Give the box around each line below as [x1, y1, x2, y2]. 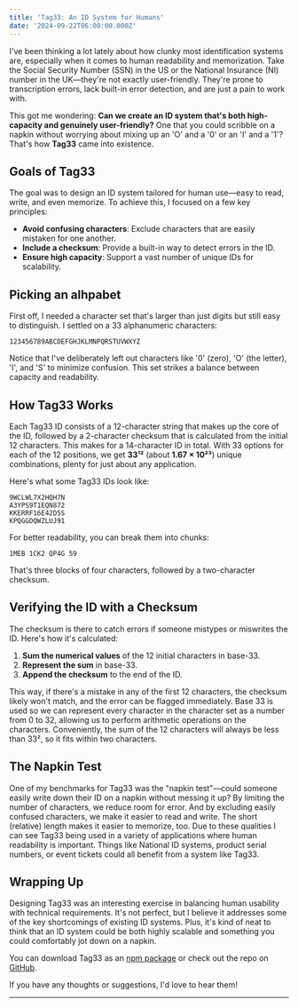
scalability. [21, 261, 62, 272]
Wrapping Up [9, 874, 84, 889]
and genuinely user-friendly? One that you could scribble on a [43, 119, 276, 130]
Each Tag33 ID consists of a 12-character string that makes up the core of [9, 421, 279, 432]
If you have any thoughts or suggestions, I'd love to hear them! [9, 979, 238, 990]
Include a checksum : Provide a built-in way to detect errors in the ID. [21, 242, 276, 253]
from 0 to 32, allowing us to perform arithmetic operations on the [9, 714, 247, 725]
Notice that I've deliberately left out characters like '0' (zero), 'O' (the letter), [9, 353, 287, 364]
